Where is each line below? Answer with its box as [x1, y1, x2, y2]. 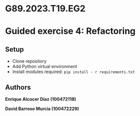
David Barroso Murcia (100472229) [5, 106, 79, 112]
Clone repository [12, 58, 47, 64]
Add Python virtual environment [12, 64, 78, 70]
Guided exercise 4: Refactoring [5, 26, 136, 37]
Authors [5, 83, 31, 91]
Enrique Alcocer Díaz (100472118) [5, 96, 77, 102]
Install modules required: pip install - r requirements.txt [12, 69, 135, 75]
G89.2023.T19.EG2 [5, 3, 86, 14]
